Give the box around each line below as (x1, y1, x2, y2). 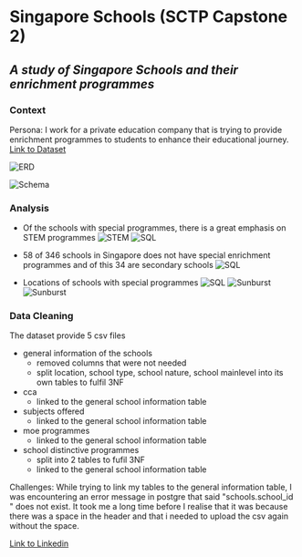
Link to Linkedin (9, 538, 69, 549)
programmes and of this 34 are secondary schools (22, 260, 214, 271)
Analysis (9, 201, 50, 214)
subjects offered (22, 406, 85, 417)
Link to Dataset (9, 143, 67, 154)
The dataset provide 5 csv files (9, 330, 126, 341)
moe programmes (22, 426, 90, 437)
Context (9, 103, 47, 116)
